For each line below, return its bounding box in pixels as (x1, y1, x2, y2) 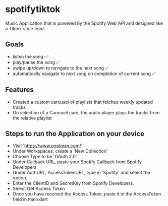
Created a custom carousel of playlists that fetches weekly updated (12, 99, 153, 105)
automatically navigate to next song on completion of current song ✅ (12, 71, 156, 77)
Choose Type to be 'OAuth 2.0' (12, 154, 77, 160)
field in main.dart (12, 196, 48, 202)
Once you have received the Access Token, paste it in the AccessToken (12, 191, 161, 197)
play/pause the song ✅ (12, 59, 61, 65)
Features (5, 86, 34, 94)
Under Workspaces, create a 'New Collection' (12, 148, 108, 154)
